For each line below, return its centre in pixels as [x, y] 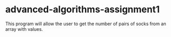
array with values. [24, 29]
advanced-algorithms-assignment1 [83, 10]
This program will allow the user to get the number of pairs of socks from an [86, 24]
